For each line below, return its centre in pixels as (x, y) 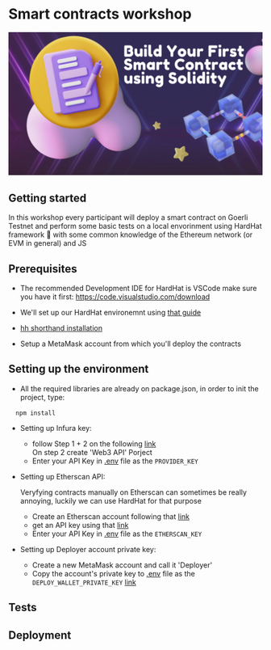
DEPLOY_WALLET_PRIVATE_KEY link (84, 582)
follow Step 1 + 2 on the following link (94, 443)
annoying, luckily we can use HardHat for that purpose (110, 500)
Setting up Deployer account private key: (88, 549)
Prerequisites (43, 269)
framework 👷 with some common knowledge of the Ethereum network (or (131, 234)
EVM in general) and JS (48, 243)
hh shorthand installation (61, 328)
